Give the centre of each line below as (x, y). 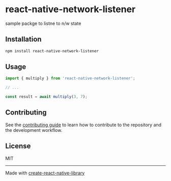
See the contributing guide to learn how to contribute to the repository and (83, 125)
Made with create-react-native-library (45, 173)
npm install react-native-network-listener (52, 51)
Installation (23, 39)
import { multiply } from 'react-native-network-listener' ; (70, 79)
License (18, 146)
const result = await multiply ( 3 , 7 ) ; (46, 97)
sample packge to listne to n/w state (43, 23)
